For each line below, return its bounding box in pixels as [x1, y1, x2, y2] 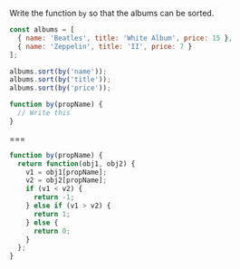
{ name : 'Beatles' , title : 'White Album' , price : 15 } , [17, 34, 233, 43]
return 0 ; [33, 226, 71, 235]
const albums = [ [9, 25, 75, 34]
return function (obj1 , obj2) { [17, 159, 136, 168]
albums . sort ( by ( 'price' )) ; [9, 83, 111, 93]
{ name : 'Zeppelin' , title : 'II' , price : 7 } [17, 42, 193, 51]
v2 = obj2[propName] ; [25, 176, 107, 185]
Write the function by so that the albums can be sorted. [9, 8, 215, 18]
